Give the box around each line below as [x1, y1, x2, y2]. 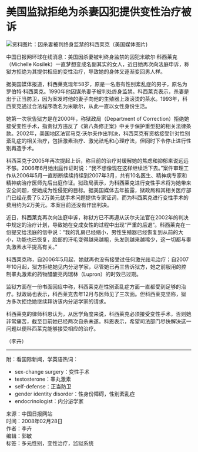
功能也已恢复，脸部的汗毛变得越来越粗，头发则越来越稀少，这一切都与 [16, 236, 186, 243]
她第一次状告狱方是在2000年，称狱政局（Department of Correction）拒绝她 [6, 115, 190, 122]
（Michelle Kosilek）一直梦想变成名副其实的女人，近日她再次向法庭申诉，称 [6, 60, 190, 68]
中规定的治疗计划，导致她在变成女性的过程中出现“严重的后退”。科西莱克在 [6, 221, 186, 228]
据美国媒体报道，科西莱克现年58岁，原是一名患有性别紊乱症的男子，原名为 [6, 80, 187, 87]
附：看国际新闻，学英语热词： [6, 355, 78, 362]
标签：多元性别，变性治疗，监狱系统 [6, 440, 94, 447]
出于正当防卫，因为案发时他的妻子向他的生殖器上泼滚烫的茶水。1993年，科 [6, 95, 188, 102]
